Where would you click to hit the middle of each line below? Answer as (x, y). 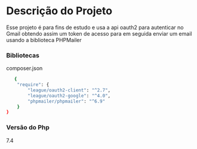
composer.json (24, 68)
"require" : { (33, 85)
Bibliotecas (23, 55)
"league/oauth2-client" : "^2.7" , (69, 90)
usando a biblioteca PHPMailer (44, 40)
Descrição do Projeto (59, 11)
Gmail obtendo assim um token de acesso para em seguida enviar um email (99, 33)
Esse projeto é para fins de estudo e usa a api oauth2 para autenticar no (95, 27)
